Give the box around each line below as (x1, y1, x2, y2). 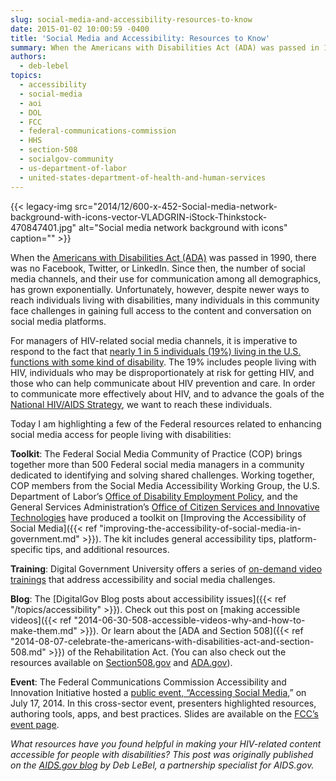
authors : (10, 52, 47, 62)
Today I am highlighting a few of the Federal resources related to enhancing (10, 417, 322, 430)
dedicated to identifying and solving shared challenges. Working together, (10, 469, 315, 481)
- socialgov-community (19, 154, 114, 164)
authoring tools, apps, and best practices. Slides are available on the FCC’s (10, 707, 319, 720)
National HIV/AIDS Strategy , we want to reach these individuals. (10, 398, 273, 410)
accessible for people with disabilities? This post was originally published (10, 748, 314, 760)
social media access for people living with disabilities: (10, 428, 232, 440)
